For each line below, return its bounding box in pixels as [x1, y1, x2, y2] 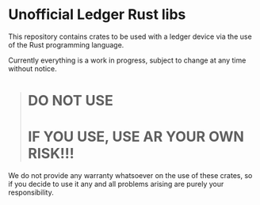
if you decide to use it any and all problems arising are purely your [8, 180, 224, 189]
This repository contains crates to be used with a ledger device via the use [8, 32, 252, 41]
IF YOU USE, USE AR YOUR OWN [27, 128, 244, 146]
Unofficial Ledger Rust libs [8, 6, 186, 24]
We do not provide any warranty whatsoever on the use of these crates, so [8, 171, 253, 180]
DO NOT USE [27, 92, 113, 110]
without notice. [8, 63, 57, 73]
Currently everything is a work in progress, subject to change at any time [8, 55, 247, 65]
